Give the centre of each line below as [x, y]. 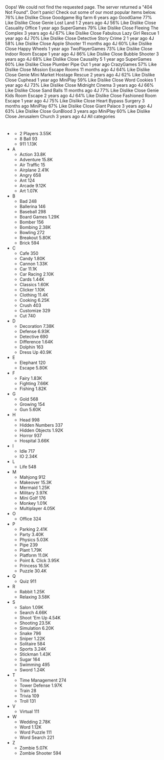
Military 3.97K [34, 493]
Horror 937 [31, 436]
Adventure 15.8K [36, 160]
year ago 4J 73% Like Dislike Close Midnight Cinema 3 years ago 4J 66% [80, 85]
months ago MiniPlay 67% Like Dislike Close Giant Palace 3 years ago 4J [79, 106]
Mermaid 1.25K [35, 488]
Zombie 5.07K [34, 748]
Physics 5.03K [34, 540]
